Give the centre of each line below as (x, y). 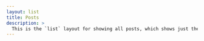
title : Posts (23, 17)
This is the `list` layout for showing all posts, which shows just (100, 29)
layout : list (23, 12)
